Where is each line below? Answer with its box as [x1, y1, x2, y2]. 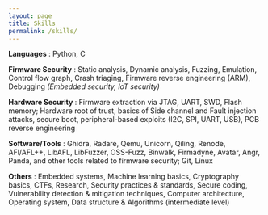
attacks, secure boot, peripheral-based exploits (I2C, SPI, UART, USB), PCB [8, 115, 260, 124]
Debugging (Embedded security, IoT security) [8, 82, 160, 91]
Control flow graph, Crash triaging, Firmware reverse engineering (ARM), [8, 74, 251, 83]
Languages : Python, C [8, 49, 86, 59]
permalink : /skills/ [8, 27, 78, 35]
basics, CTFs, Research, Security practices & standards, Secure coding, [8, 180, 248, 190]
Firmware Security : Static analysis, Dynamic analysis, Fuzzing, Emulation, [8, 65, 258, 74]
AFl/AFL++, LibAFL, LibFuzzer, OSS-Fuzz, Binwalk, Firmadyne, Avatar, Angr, [8, 147, 261, 158]
